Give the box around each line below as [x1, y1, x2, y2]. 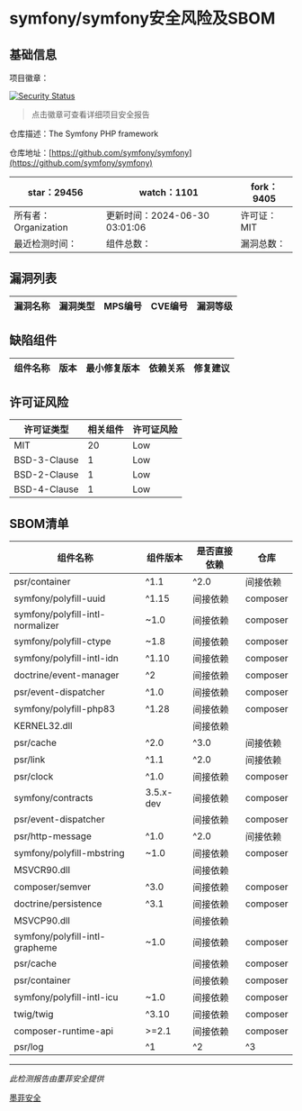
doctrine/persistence [13, 897, 102, 910]
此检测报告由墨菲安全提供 [9, 1073, 104, 1084]
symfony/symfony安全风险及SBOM [9, 8, 276, 29]
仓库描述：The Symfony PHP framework [9, 128, 159, 139]
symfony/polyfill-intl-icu [13, 991, 119, 1004]
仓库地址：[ [9, 148, 52, 158]
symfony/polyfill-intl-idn [13, 652, 119, 665]
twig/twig [13, 1008, 54, 1021]
